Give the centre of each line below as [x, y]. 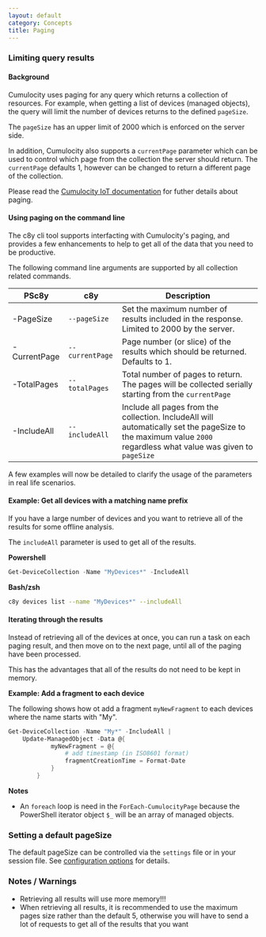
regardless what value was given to [187, 446]
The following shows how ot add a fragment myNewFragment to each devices [131, 708]
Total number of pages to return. [182, 374]
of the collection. [36, 176]
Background [29, 77]
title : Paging [32, 30]
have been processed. [45, 654]
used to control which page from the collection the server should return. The [133, 159]
